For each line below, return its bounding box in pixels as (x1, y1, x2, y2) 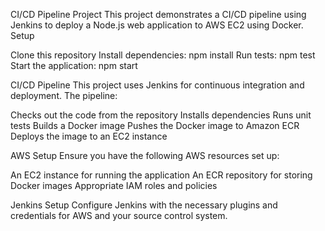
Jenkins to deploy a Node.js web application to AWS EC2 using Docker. (10, 19, 304, 31)
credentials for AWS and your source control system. (10, 210, 228, 221)
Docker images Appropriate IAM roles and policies (10, 180, 218, 191)
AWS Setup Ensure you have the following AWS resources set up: (10, 150, 280, 161)
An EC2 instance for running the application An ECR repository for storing (10, 169, 313, 181)
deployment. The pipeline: (10, 90, 118, 101)
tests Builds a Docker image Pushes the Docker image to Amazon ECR (10, 120, 300, 131)
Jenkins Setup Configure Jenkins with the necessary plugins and (10, 199, 278, 211)
